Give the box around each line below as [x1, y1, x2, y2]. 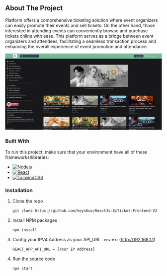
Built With [5, 138, 30, 144]
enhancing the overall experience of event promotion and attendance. [5, 43, 148, 49]
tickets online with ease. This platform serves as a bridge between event [5, 33, 154, 39]
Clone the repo [12, 198, 43, 204]
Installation [5, 187, 33, 194]
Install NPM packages [12, 217, 57, 223]
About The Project [5, 4, 63, 12]
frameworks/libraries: [5, 154, 49, 160]
